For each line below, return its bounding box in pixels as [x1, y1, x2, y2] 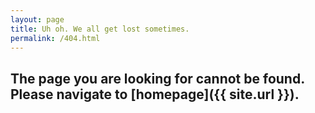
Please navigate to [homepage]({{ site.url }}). [10, 86, 300, 103]
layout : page [10, 14, 65, 25]
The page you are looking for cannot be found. [10, 70, 305, 87]
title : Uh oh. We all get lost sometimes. [10, 24, 190, 34]
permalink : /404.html [10, 33, 101, 43]
